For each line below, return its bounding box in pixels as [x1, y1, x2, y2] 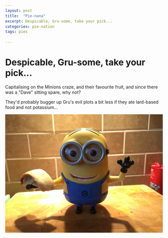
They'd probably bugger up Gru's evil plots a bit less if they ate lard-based [5, 99, 159, 105]
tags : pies [5, 29, 28, 35]
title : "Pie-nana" [5, 13, 46, 19]
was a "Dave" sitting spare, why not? [5, 89, 81, 95]
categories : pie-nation [5, 24, 55, 29]
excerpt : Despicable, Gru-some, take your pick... [5, 19, 113, 24]
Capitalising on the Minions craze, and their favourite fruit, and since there [5, 84, 158, 90]
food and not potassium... [5, 104, 58, 110]
